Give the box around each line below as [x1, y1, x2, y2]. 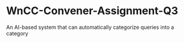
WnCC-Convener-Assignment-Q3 [6, 4, 179, 18]
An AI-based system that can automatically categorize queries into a [6, 24, 174, 31]
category [6, 29, 29, 37]
